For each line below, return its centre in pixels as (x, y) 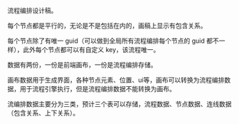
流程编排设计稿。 (32, 10)
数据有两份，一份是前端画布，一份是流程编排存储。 (82, 65)
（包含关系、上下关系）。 (43, 113)
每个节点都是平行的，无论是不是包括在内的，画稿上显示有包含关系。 (107, 26)
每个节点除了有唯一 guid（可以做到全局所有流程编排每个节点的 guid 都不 (113, 41)
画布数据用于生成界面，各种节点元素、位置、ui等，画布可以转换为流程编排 (116, 80)
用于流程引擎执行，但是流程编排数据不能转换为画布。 (97, 89)
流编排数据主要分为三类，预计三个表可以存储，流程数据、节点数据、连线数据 (119, 104)
